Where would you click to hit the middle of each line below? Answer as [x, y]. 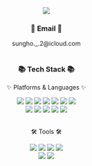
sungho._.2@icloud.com [46, 44]
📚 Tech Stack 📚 [46, 69]
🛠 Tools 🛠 [46, 131]
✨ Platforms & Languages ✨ [46, 87]
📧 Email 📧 [46, 28]
